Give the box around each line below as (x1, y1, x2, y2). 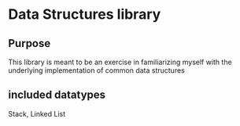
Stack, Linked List (8, 109, 66, 118)
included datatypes (8, 88, 106, 102)
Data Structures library (8, 5, 161, 23)
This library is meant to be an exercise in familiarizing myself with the (8, 57, 232, 67)
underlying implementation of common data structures (8, 66, 185, 75)
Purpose (8, 37, 51, 50)
